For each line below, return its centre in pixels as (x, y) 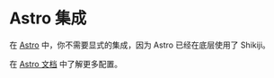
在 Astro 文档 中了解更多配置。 (66, 64)
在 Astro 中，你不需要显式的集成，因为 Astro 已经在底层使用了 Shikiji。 (140, 45)
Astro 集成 (48, 18)
